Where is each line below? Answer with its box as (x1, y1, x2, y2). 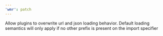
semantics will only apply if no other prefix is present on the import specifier (5, 25, 159, 31)
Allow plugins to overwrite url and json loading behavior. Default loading (5, 20, 150, 26)
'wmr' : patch (5, 7, 32, 12)
